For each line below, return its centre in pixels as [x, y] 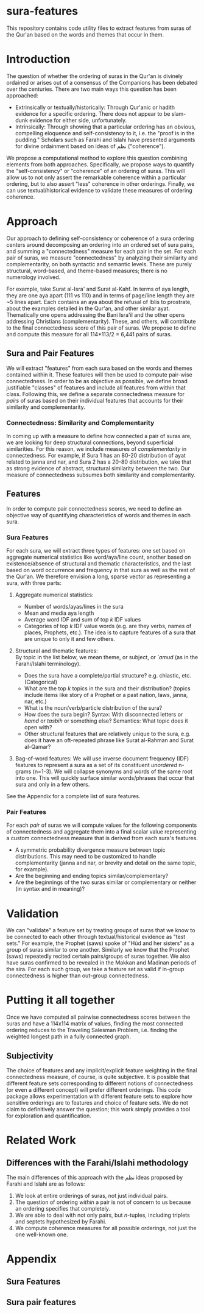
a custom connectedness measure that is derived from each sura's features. [102, 838]
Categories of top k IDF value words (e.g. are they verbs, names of [108, 626]
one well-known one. [41, 1234]
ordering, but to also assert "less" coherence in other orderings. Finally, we [100, 183]
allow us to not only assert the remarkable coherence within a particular [97, 177]
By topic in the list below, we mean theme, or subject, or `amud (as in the [107, 657]
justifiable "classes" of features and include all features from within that [96, 388]
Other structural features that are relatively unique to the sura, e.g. [107, 734]
